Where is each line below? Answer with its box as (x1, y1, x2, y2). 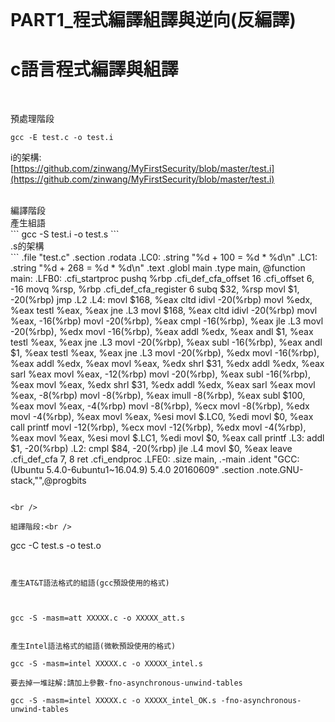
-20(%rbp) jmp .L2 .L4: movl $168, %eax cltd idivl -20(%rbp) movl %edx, (10, 294, 313, 306)
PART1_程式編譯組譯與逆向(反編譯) (10, 9, 297, 32)
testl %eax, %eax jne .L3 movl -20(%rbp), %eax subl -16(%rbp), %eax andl (10, 336, 323, 349)
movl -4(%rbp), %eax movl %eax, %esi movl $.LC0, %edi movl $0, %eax (10, 411, 314, 423)
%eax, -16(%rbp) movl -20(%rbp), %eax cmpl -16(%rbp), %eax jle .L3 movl (10, 315, 324, 327)
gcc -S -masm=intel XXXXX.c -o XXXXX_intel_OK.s (10, 696, 217, 706)
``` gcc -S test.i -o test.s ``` (10, 228, 120, 240)
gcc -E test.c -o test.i (10, 133, 114, 143)
